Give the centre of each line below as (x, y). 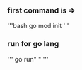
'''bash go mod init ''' (38, 26)
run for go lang (33, 44)
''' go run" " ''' (28, 59)
